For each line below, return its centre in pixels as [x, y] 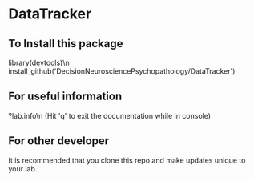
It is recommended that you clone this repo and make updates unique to [127, 160]
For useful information [65, 97]
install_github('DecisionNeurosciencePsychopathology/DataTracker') [122, 71]
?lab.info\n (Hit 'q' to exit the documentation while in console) [109, 115]
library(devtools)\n [39, 62]
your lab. [23, 168]
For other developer [59, 141]
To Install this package [66, 44]
